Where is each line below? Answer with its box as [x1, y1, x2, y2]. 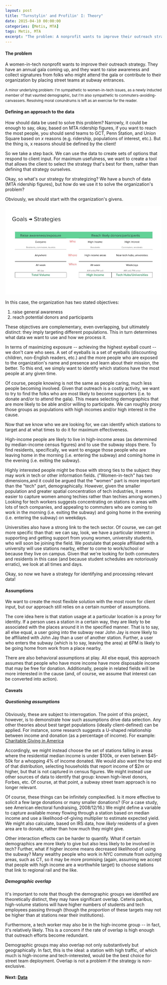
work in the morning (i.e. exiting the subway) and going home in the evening [5, 509, 161, 515]
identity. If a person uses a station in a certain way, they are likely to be [5, 619, 151, 625]
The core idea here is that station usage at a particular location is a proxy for [5, 614, 162, 620]
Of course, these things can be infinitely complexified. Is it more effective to [5, 794, 161, 800]
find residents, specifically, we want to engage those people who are [5, 447, 147, 452]
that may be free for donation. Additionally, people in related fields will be [5, 665, 155, 671]
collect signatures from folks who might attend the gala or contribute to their [5, 72, 162, 78]
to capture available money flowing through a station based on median [5, 809, 150, 815]
